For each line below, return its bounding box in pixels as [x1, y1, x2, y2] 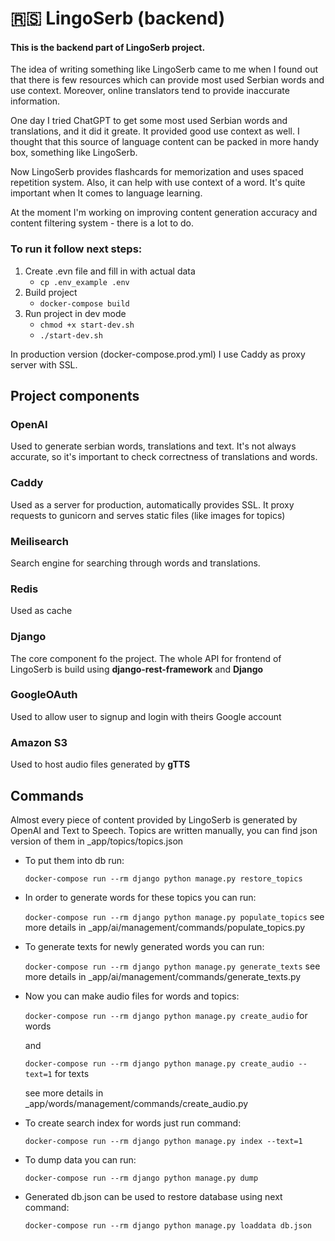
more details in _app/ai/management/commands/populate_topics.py [24, 921, 306, 933]
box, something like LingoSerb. [10, 147, 138, 159]
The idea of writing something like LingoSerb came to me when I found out [10, 63, 318, 76]
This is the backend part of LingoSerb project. [10, 41, 206, 53]
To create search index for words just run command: [24, 1117, 242, 1129]
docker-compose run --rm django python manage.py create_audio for [24, 1009, 308, 1021]
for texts [54, 1067, 90, 1079]
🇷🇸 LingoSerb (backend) [10, 7, 226, 30]
